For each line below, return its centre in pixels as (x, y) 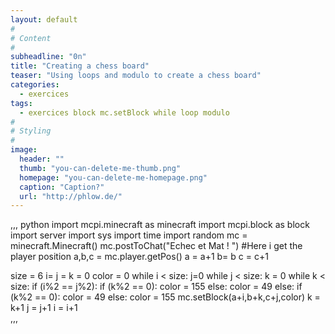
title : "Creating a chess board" (80, 66)
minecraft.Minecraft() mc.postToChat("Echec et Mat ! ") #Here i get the (156, 246)
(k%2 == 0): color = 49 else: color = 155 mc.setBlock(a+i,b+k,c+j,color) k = (165, 297)
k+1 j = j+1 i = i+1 (44, 308)
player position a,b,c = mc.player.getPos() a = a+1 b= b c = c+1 (139, 257)
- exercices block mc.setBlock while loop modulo (124, 112)
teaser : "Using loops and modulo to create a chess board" (136, 76)
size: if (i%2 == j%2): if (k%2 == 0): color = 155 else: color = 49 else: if (156, 287)
